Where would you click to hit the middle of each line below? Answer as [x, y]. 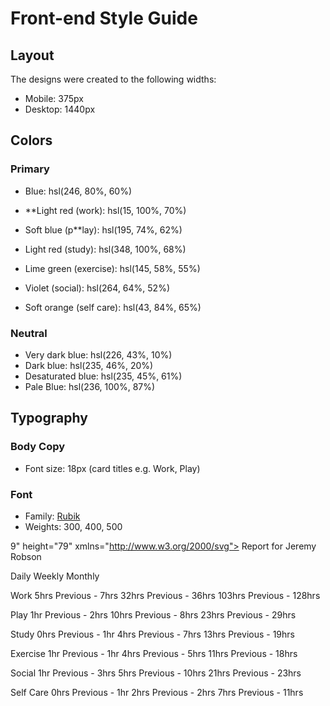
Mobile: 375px [54, 98]
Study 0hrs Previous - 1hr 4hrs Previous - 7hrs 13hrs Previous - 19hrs [152, 634]
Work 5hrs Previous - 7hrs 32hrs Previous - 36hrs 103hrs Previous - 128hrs [165, 595]
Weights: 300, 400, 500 [73, 526]
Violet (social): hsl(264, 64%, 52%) [97, 288]
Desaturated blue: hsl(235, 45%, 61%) [103, 376]
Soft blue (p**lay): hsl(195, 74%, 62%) [103, 229]
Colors [31, 140]
